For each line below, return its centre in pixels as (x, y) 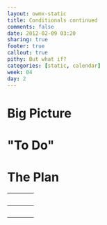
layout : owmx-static (37, 14)
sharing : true (28, 40)
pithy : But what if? (37, 59)
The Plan (33, 177)
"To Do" (31, 145)
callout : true (28, 53)
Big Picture (39, 113)
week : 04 (20, 72)
